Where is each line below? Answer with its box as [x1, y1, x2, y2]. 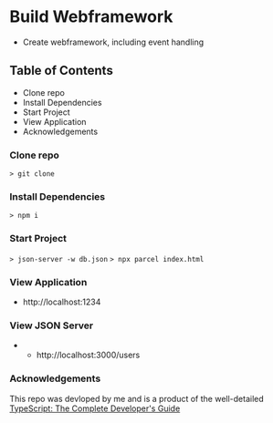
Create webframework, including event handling [22, 36, 205, 47]
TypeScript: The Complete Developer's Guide [9, 403, 181, 414]
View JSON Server [9, 319, 94, 332]
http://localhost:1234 [22, 296, 101, 307]
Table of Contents [9, 63, 114, 78]
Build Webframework [9, 6, 173, 27]
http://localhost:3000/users [36, 349, 141, 361]
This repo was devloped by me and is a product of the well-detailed [9, 393, 265, 404]
